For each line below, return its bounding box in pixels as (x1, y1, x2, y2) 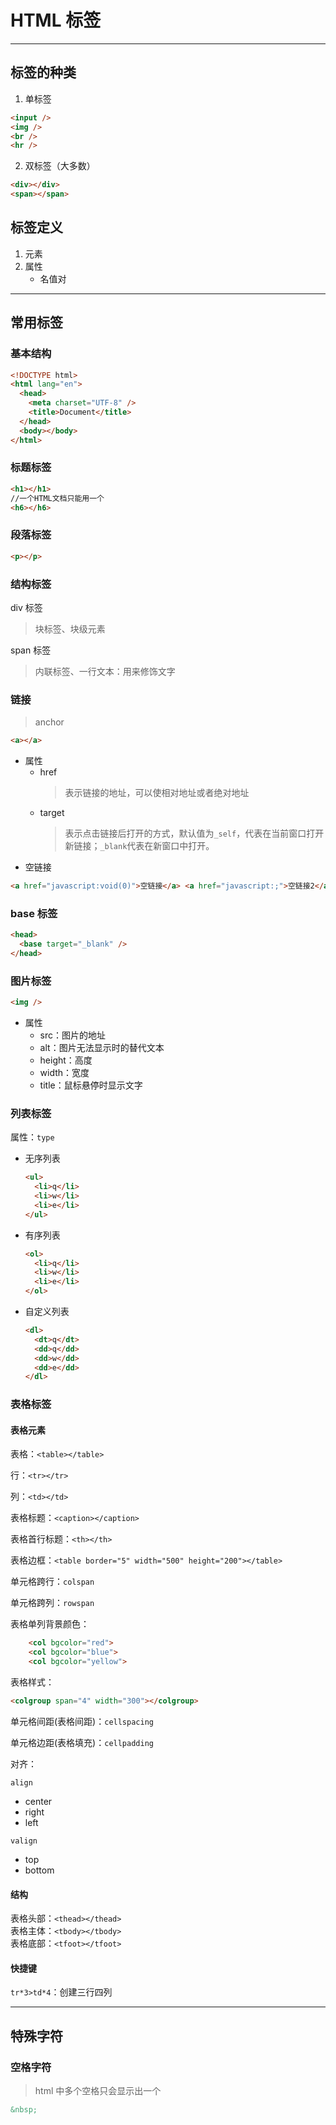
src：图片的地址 (39, 1029, 107, 1041)
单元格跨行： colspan (10, 1576, 95, 1588)
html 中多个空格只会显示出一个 (34, 2085, 162, 2097)
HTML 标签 (10, 9, 102, 32)
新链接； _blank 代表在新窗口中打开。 (64, 840, 215, 852)
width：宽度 (39, 1067, 90, 1079)
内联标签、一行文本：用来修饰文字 (34, 665, 176, 677)
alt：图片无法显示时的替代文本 (39, 1042, 165, 1054)
